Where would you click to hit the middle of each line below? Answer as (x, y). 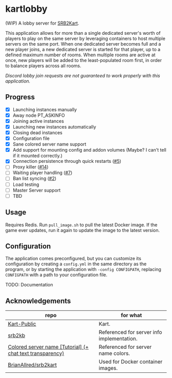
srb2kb (17, 335)
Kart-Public (22, 324)
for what (132, 316)
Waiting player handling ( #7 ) (42, 173)
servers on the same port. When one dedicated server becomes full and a (83, 44)
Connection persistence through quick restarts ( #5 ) (67, 161)
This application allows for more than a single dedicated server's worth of (83, 33)
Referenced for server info (131, 332)
